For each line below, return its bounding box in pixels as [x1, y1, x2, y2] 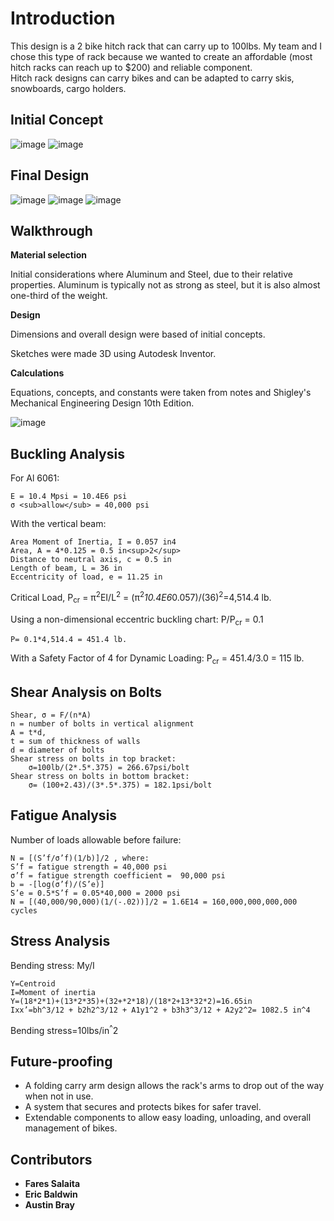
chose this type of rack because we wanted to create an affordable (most [10, 50, 313, 62]
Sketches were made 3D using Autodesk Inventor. [10, 348, 217, 360]
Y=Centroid [10, 978, 56, 989]
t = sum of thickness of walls [10, 737, 141, 747]
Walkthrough [10, 222, 93, 239]
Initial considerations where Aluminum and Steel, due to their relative [10, 268, 293, 281]
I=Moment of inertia [10, 987, 97, 997]
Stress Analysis [10, 933, 111, 950]
